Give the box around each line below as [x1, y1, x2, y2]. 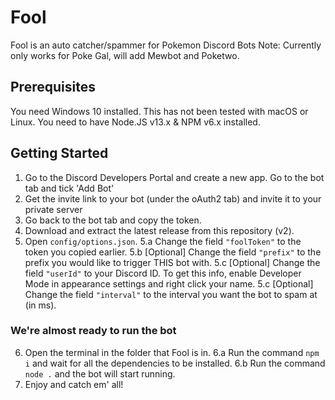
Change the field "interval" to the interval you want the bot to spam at [24, 288, 318, 300]
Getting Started [10, 145, 109, 162]
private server [24, 203, 83, 215]
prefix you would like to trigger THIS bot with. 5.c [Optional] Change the [24, 256, 321, 268]
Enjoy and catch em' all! [24, 378, 124, 390]
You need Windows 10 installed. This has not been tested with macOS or [10, 105, 309, 117]
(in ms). [24, 299, 57, 311]
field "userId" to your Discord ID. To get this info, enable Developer [24, 267, 302, 279]
